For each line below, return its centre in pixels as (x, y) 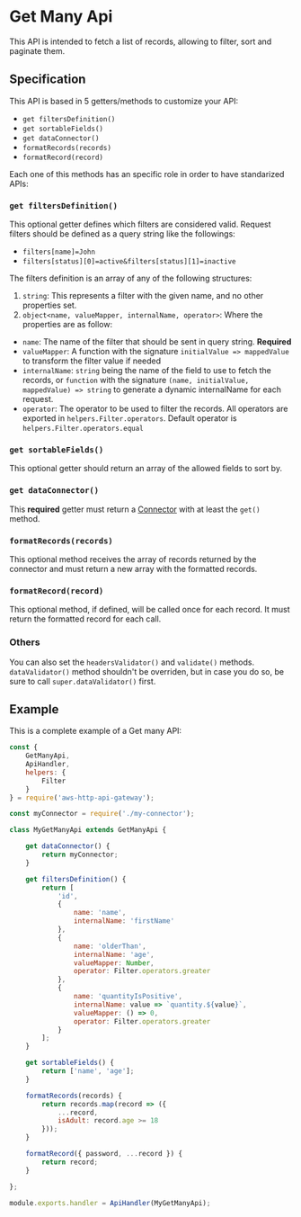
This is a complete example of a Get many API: (96, 731)
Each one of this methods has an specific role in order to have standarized (147, 174)
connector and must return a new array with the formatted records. (133, 568)
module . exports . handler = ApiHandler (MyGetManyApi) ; (110, 1203)
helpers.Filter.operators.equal (83, 429)
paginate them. (37, 50)
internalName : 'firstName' (124, 921)
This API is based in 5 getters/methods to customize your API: (124, 101)
